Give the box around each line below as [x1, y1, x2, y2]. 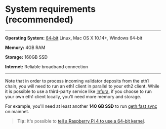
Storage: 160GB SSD [5, 54, 48, 60]
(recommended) [5, 14, 74, 25]
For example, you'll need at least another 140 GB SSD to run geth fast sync [5, 103, 157, 109]
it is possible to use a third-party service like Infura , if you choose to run [5, 88, 152, 94]
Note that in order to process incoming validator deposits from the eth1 [5, 78, 149, 84]
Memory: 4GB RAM [5, 44, 45, 50]
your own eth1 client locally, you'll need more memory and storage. [5, 93, 142, 99]
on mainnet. [5, 108, 30, 114]
